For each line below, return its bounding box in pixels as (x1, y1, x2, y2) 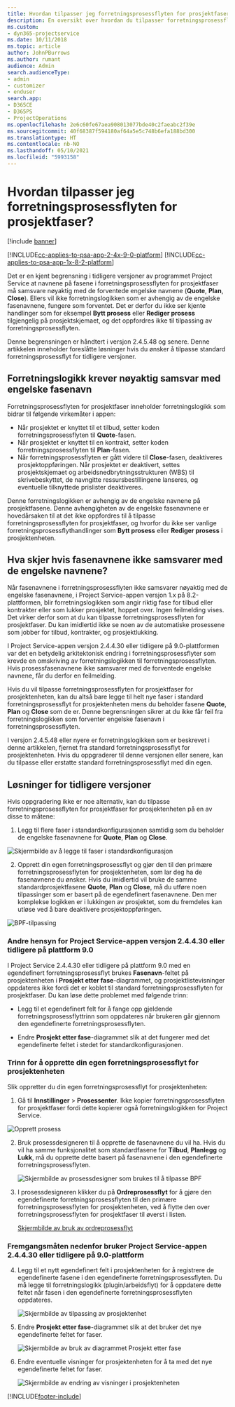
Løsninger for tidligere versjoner (7, 779, 152, 790)
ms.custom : (7, 23, 39, 30)
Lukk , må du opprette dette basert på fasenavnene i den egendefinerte (17, 1153, 223, 1162)
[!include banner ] (7, 236, 57, 245)
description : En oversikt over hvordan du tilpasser (7, 17, 164, 24)
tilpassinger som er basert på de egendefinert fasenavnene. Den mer (17, 890, 217, 898)
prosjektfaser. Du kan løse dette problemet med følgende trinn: (7, 990, 189, 999)
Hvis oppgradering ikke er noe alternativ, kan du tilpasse (7, 797, 170, 806)
